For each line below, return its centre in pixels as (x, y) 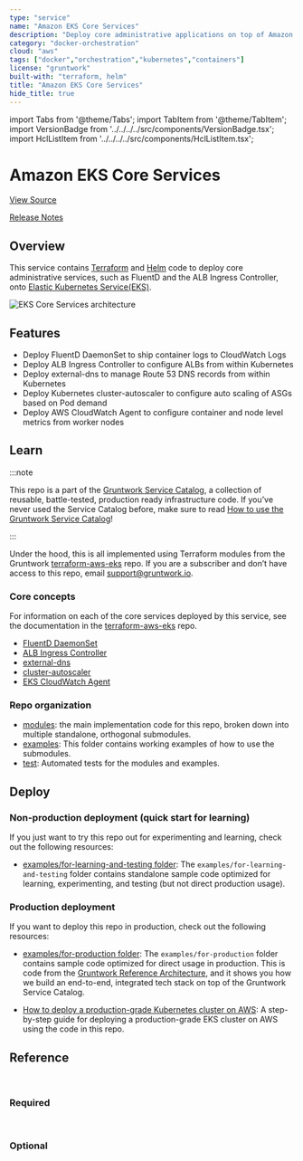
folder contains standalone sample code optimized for (170, 874)
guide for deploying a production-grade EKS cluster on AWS (166, 1020)
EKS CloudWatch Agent (66, 682)
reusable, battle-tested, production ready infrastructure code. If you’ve (142, 500)
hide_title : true (42, 93)
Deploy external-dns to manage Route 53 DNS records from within (146, 374)
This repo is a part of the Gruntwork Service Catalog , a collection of (136, 490)
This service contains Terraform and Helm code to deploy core (127, 268)
